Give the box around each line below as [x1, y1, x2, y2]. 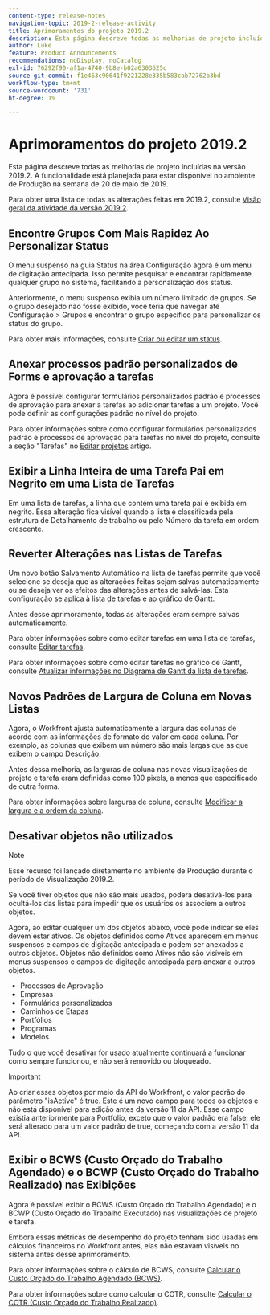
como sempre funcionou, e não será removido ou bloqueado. [8, 1056, 211, 1066]
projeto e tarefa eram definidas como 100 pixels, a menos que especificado [8, 773, 258, 783]
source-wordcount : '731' [8, 86, 92, 95]
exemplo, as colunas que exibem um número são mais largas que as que [8, 741, 249, 750]
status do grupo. [8, 319, 63, 328]
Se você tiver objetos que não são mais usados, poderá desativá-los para [8, 890, 252, 900]
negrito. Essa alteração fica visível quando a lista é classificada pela [8, 507, 234, 517]
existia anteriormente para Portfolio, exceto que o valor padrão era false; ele [8, 1113, 261, 1123]
